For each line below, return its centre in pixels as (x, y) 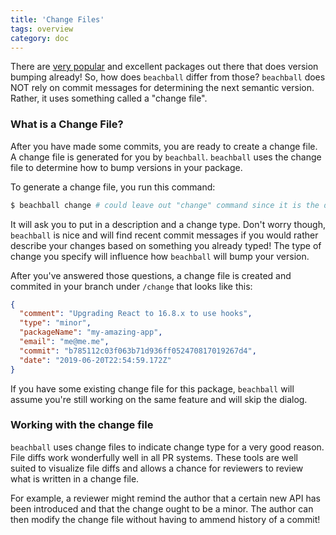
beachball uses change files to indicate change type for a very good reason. (167, 447)
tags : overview (42, 29)
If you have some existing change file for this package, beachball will (152, 388)
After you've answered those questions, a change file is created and (151, 275)
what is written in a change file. (75, 478)
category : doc (40, 38)
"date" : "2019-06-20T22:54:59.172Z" (95, 360)
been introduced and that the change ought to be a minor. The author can (162, 508)
